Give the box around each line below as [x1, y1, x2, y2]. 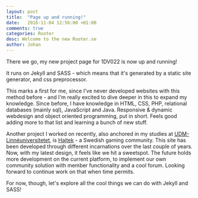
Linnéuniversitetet [6, 136, 50, 143]
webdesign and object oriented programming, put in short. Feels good [6, 112, 177, 119]
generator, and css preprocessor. [6, 75, 88, 83]
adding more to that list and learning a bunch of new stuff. [6, 119, 148, 126]
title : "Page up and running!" [6, 14, 86, 20]
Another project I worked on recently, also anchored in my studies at [6, 130, 174, 137]
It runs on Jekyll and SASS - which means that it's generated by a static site [6, 69, 191, 76]
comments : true [6, 25, 44, 31]
